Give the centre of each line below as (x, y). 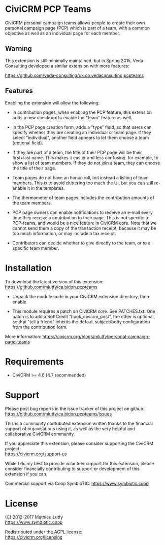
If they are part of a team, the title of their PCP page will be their (77, 152)
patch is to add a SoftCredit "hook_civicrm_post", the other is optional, (83, 316)
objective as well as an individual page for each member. (63, 33)
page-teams (18, 341)
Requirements (34, 361)
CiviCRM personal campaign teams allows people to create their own (75, 23)
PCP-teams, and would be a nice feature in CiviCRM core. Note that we (84, 223)
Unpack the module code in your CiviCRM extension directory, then (81, 296)
